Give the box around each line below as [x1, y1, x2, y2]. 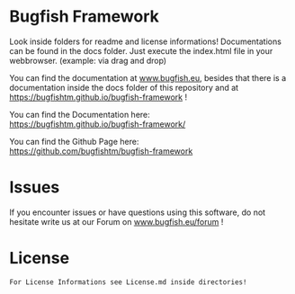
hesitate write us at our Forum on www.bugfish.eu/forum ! [9, 216, 224, 227]
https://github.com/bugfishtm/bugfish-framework [9, 146, 193, 156]
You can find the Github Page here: [9, 136, 139, 147]
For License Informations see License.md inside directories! [9, 277, 247, 287]
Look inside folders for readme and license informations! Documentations [9, 36, 282, 47]
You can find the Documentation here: [9, 109, 150, 120]
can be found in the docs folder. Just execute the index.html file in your [9, 45, 273, 56]
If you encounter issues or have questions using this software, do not [9, 207, 266, 218]
